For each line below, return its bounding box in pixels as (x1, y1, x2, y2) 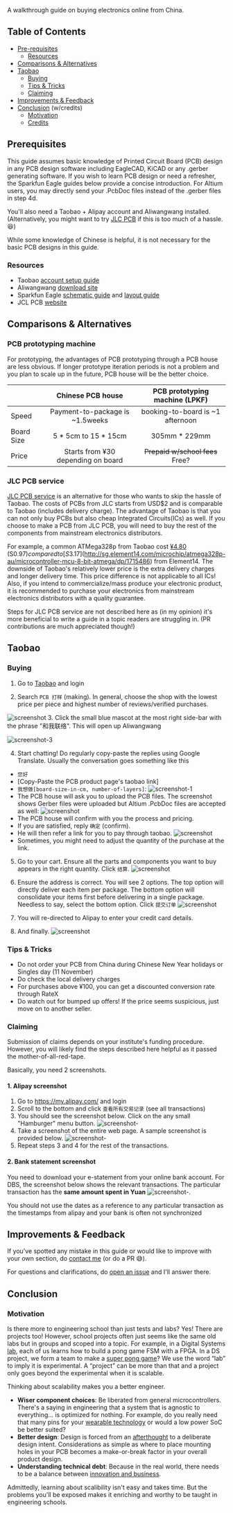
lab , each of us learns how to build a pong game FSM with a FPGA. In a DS (7, 1347, 221, 1355)
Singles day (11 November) (17, 967, 94, 976)
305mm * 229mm (150, 431, 212, 441)
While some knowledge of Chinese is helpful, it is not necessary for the (7, 236, 211, 244)
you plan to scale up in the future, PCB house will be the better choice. (7, 370, 209, 378)
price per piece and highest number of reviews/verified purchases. (17, 700, 209, 708)
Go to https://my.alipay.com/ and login (17, 1097, 127, 1106)
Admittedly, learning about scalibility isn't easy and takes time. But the (7, 1483, 208, 1491)
